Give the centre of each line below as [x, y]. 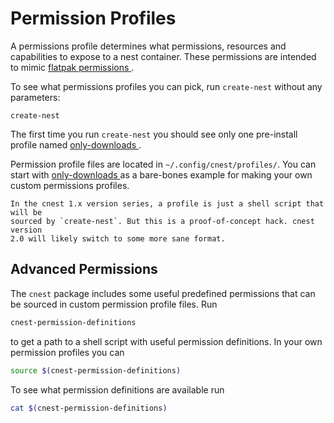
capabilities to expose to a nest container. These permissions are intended [163, 56]
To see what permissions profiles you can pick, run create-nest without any [166, 86]
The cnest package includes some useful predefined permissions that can [163, 293]
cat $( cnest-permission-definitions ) [89, 408]
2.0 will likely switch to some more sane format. [118, 238]
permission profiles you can [67, 352]
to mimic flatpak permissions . [72, 67]
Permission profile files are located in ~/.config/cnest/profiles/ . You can [163, 164]
